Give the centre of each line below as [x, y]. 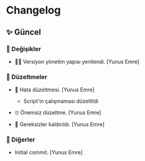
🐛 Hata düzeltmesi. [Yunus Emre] [55, 90]
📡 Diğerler [21, 140]
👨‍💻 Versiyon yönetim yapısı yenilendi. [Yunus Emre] [77, 61]
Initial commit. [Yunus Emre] [49, 152]
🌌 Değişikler [23, 49]
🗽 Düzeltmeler [27, 77]
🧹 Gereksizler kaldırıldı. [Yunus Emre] [59, 124]
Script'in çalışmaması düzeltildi [61, 101]
